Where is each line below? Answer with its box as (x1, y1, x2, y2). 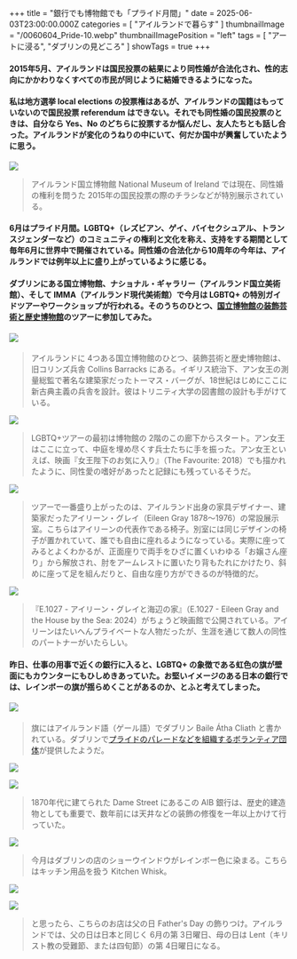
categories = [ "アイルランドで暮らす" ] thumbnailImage (81, 19, 285, 29)
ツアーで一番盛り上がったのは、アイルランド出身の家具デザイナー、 (30, 501, 278, 513)
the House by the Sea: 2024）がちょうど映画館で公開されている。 (30, 615, 273, 626)
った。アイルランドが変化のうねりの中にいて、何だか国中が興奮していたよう (9, 130, 288, 140)
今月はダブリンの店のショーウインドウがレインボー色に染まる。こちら (30, 854, 288, 865)
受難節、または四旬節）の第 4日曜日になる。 (61, 940, 225, 951)
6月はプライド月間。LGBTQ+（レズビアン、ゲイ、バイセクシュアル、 (9, 223, 262, 234)
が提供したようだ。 (38, 745, 109, 755)
